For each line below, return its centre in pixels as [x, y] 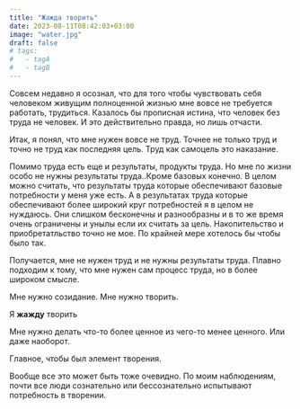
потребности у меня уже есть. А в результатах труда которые [129, 195]
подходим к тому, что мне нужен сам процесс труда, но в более [133, 270]
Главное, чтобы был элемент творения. [85, 358]
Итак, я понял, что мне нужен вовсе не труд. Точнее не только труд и [143, 139]
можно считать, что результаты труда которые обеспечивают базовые [146, 185]
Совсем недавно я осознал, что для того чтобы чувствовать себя [136, 93]
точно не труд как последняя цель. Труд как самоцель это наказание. [144, 148]
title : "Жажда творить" [54, 18]
